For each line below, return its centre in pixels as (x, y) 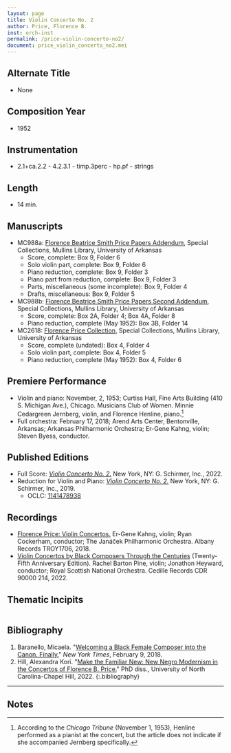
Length (23, 188)
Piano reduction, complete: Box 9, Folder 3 (88, 272)
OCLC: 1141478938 (54, 496)
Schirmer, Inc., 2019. (46, 489)
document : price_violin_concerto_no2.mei (67, 45)
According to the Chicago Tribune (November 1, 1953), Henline (106, 728)
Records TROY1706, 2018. (54, 549)
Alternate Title (39, 73)
